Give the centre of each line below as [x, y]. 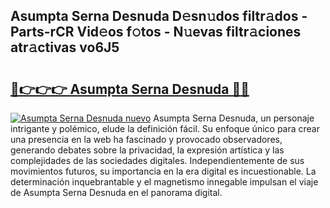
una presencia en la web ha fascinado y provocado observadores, [146, 139]
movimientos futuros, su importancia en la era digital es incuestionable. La [163, 171]
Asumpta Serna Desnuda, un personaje [234, 118]
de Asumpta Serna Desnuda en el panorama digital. [116, 192]
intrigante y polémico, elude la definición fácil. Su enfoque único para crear [165, 128]
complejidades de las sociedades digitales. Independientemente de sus [157, 160]
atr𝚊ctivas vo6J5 [65, 47]
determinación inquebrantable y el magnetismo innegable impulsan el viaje [164, 182]
